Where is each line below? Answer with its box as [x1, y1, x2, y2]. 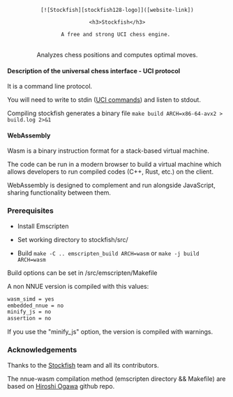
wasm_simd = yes [7, 295, 54, 303]
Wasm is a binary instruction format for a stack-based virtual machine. [7, 147, 209, 155]
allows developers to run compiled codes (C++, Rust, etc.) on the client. [7, 167, 214, 176]
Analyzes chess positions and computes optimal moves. [36, 51, 198, 59]
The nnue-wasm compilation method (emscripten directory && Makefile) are [7, 374, 226, 383]
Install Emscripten [17, 222, 69, 230]
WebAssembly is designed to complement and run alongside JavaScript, [7, 181, 216, 190]
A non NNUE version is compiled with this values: [7, 282, 149, 290]
